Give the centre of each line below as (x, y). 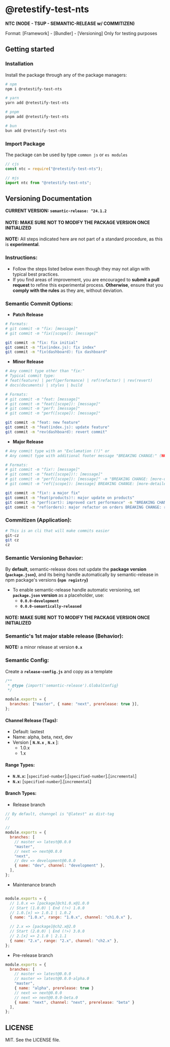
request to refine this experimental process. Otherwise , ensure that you (88, 285)
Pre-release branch (33, 955)
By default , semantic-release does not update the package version (76, 569)
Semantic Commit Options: (39, 304)
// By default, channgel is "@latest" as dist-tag (60, 814)
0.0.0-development (39, 601)
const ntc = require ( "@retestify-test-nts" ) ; (54, 169)
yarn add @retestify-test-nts (37, 103)
